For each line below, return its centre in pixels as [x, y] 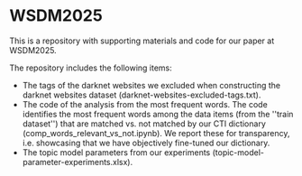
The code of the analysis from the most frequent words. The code [145, 104]
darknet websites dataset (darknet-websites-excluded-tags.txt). [142, 95]
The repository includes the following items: [91, 68]
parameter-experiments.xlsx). [78, 162]
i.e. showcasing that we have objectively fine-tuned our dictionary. [146, 143]
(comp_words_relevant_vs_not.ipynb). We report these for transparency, [156, 133]
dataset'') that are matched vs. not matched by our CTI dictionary [144, 124]
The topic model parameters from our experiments [116, 152]
